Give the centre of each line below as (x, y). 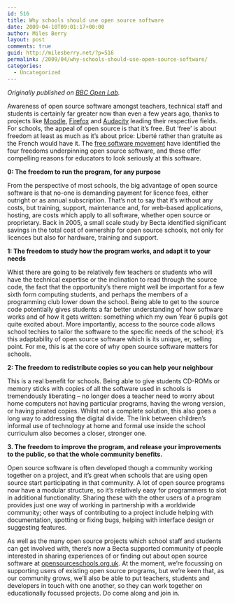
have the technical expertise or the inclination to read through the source (112, 279)
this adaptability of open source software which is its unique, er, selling (109, 339)
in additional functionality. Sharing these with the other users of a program (114, 497)
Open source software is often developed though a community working (110, 467)
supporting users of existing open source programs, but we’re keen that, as (116, 570)
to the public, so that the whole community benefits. (85, 454)
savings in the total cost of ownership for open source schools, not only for (115, 230)
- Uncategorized (37, 72)
